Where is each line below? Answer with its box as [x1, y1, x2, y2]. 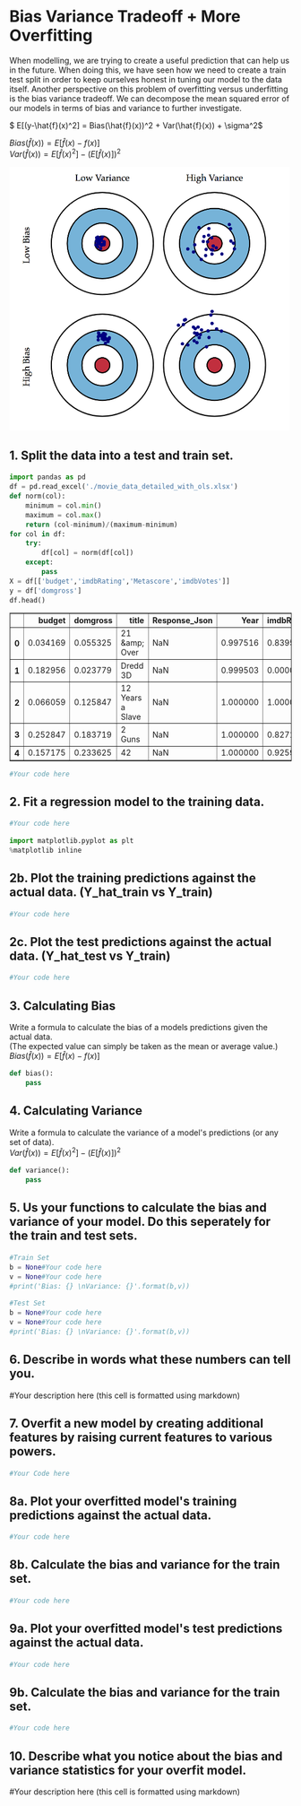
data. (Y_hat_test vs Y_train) [9, 948, 171, 963]
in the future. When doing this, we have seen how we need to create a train [9, 65, 287, 75]
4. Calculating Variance [9, 1103, 143, 1118]
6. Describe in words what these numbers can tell [9, 1352, 291, 1368]
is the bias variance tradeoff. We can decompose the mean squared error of [9, 92, 289, 104]
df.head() [9, 595, 47, 604]
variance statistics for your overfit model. [9, 1762, 246, 1777]
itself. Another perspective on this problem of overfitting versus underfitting [9, 83, 288, 94]
